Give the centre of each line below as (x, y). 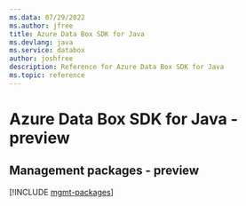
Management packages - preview (104, 171)
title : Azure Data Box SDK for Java (77, 34)
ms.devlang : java (41, 42)
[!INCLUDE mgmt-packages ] (61, 192)
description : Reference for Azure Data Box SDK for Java (117, 67)
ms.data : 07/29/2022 (48, 17)
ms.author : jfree (41, 26)
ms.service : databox (48, 51)
